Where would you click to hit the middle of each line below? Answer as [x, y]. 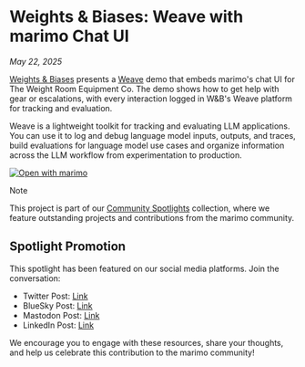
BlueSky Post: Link [57, 305]
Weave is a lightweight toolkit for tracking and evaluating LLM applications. [150, 126]
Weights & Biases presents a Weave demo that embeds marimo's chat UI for [152, 79]
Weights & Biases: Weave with [127, 17]
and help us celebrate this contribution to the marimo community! [132, 352]
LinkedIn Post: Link [58, 325]
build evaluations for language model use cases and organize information [147, 145]
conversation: [35, 278]
